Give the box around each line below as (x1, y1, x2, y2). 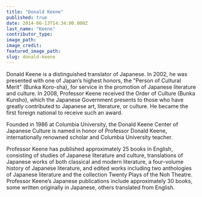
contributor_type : (6, 31, 53, 37)
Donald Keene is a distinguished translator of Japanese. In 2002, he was (6, 70, 188, 77)
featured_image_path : (6, 48, 61, 54)
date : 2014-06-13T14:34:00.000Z (6, 20, 88, 26)
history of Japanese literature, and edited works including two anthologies (6, 164, 192, 172)
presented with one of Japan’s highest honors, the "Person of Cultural (6, 77, 181, 84)
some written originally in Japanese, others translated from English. (6, 184, 175, 191)
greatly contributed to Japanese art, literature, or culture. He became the (6, 102, 189, 109)
